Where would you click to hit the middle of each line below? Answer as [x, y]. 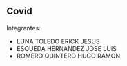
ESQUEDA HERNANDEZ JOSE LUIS [66, 48]
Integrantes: [23, 27]
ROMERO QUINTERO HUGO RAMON [68, 56]
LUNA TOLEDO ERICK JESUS [58, 41]
